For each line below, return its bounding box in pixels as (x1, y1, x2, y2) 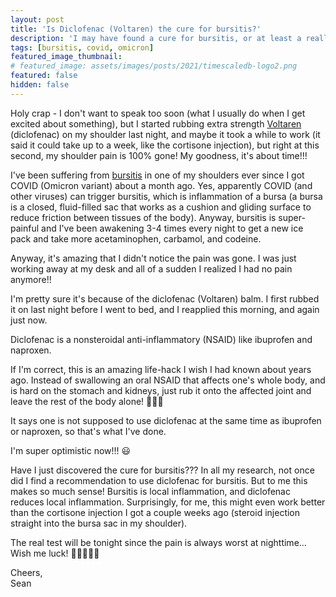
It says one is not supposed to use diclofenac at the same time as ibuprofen (10, 414, 322, 426)
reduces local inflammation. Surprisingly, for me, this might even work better (10, 496, 326, 508)
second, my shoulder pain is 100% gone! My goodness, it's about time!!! (10, 149, 308, 161)
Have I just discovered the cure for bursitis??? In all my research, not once (10, 464, 315, 476)
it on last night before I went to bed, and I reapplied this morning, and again (10, 303, 320, 315)
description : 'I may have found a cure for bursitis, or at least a (10, 33, 302, 43)
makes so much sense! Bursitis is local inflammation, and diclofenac (10, 485, 291, 497)
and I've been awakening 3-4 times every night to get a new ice (41, 222, 304, 234)
